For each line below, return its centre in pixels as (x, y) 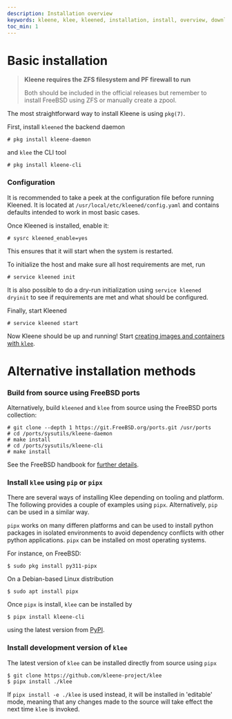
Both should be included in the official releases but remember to (115, 93)
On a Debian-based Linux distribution (60, 579)
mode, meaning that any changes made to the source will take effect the (110, 702)
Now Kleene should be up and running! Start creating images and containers (116, 336)
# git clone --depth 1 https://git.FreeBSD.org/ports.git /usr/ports (109, 428)
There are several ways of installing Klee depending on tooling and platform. (116, 498)
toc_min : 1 (23, 26)
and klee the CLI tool (37, 152)
